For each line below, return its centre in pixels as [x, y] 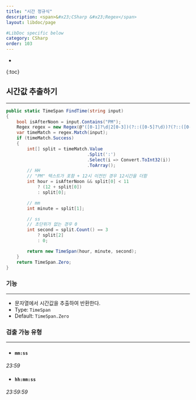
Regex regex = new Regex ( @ [49, 127]
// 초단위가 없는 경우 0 [52, 225]
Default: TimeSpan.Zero [42, 316]
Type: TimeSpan [32, 309]
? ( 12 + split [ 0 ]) [60, 187]
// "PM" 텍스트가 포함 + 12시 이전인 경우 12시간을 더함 [87, 176]
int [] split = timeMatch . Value [65, 149]
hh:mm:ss [25, 380]
